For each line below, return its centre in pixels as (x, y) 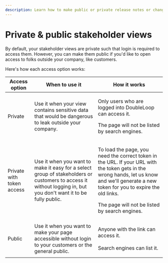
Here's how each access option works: (45, 69)
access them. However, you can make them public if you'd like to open (78, 54)
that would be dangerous (64, 116)
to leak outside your (57, 122)
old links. (108, 193)
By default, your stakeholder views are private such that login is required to (82, 49)
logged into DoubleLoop (126, 107)
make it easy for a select (63, 168)
